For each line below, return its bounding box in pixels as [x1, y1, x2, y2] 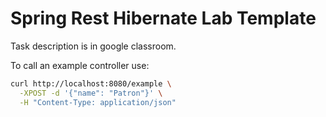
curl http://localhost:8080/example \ [10, 78, 172, 89]
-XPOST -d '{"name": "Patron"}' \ [19, 88, 163, 98]
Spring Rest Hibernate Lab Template [10, 7, 317, 30]
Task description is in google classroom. [10, 40, 177, 52]
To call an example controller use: [10, 59, 150, 71]
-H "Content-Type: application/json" [19, 97, 177, 107]
